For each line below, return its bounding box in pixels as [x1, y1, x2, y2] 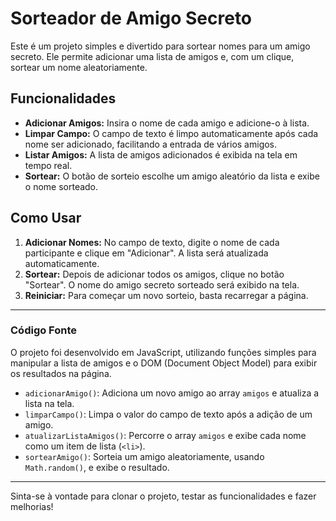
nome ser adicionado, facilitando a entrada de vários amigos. [24, 138, 278, 150]
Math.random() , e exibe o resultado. [24, 461, 170, 473]
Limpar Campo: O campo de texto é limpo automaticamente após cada [24, 127, 319, 139]
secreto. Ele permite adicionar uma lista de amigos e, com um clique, [10, 50, 295, 62]
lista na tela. [24, 397, 75, 409]
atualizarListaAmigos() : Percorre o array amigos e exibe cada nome [24, 429, 307, 441]
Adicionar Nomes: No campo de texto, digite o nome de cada [24, 236, 280, 248]
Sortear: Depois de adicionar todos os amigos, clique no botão [24, 268, 285, 280]
